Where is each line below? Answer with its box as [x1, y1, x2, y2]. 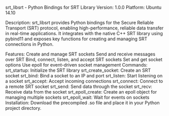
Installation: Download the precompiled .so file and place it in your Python [5, 100, 160, 106]
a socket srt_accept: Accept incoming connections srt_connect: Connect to [5, 78, 163, 84]
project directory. [5, 105, 42, 111]
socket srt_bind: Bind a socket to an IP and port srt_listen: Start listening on [5, 73, 163, 78]
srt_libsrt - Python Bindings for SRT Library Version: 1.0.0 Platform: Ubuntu [5, 5, 162, 10]
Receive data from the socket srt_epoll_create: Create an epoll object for [5, 89, 157, 95]
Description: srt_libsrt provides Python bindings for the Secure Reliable [5, 20, 154, 25]
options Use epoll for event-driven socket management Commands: [5, 62, 148, 68]
